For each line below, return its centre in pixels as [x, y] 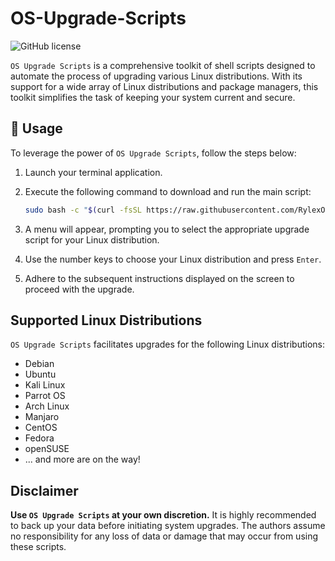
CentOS [41, 428]
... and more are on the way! [82, 459]
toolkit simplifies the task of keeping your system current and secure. [153, 97]
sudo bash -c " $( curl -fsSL [83, 210]
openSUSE [47, 449]
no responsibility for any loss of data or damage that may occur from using [164, 536]
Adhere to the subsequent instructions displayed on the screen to [159, 278]
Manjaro [42, 417]
